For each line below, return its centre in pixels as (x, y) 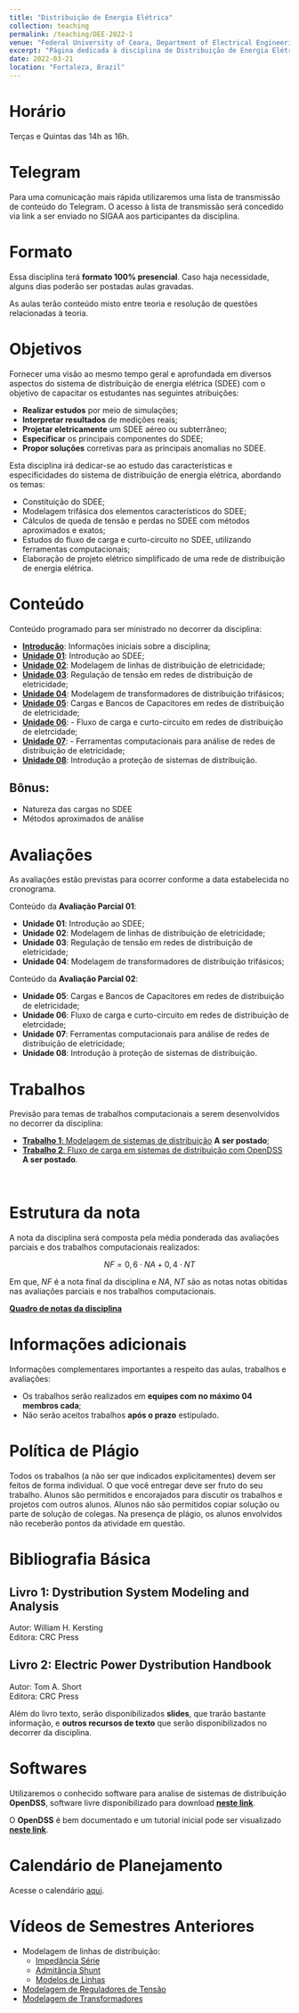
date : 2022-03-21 (41, 59)
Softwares (48, 1769)
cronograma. (32, 889)
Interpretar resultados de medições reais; (100, 420)
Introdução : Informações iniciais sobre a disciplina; (116, 646)
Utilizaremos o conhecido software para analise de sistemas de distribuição (148, 1793)
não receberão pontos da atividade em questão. (97, 1524)
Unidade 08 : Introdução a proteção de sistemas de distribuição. (140, 760)
